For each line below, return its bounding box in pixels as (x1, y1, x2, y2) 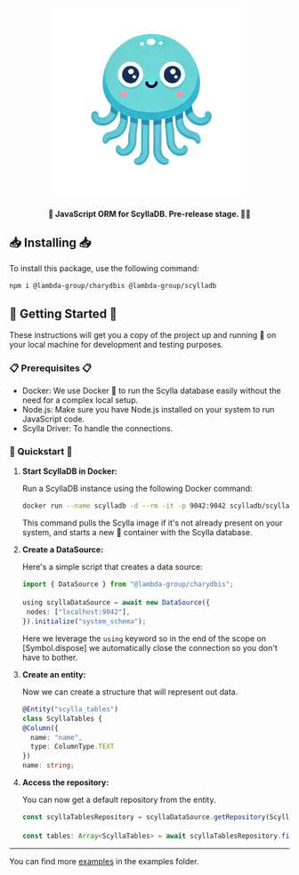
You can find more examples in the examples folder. (9, 855, 199, 866)
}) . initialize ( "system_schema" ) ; (21, 617, 147, 626)
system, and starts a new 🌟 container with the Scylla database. (21, 526, 253, 537)
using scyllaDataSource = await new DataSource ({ (21, 598, 211, 607)
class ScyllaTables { (21, 714, 102, 723)
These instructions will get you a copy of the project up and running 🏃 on (9, 330, 277, 341)
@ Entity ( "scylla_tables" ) (21, 704, 118, 713)
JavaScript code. (21, 413, 85, 424)
